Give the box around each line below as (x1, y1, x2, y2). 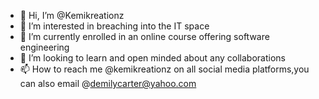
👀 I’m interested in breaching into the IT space (19, 20, 210, 32)
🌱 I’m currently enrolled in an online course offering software (19, 31, 270, 42)
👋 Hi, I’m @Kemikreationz (19, 10, 125, 21)
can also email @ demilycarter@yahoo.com (19, 78, 197, 89)
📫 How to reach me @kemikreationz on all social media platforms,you (19, 63, 310, 75)
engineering (19, 41, 70, 53)
